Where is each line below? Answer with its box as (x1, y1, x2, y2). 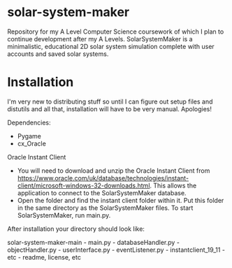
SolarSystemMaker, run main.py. (17, 211, 111, 219)
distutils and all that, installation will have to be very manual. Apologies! (7, 104, 212, 113)
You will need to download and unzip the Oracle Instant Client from (17, 166, 210, 175)
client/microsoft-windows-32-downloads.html (17, 181, 150, 190)
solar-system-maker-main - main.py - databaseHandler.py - (7, 238, 180, 246)
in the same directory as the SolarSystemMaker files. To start (17, 204, 194, 212)
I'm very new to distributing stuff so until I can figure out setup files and (7, 97, 213, 106)
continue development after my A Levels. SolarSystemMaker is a (7, 34, 194, 43)
